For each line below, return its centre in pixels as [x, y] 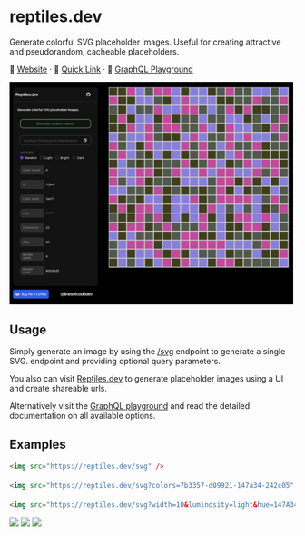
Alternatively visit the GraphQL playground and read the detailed [130, 406]
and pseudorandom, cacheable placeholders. [94, 51]
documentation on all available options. [83, 416]
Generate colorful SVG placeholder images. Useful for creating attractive [145, 42]
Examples [38, 444]
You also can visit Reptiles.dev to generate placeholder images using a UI [147, 379]
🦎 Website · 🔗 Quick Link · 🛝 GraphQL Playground [101, 69]
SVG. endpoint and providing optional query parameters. [115, 362]
